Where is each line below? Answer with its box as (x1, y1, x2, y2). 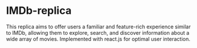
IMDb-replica (6, 4, 72, 17)
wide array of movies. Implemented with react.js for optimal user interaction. (6, 35, 191, 42)
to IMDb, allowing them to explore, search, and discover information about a (6, 29, 189, 36)
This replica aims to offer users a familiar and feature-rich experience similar (6, 23, 191, 30)
